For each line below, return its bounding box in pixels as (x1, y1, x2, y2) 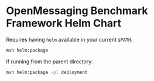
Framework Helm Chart (6, 16, 122, 30)
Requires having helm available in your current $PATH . (6, 36, 133, 43)
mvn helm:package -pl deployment (6, 69, 88, 75)
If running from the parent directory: (6, 58, 93, 65)
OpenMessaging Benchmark (6, 4, 148, 18)
